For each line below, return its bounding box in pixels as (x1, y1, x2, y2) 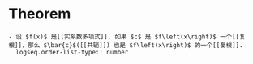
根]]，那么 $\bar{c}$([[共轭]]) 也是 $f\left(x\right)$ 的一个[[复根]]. (8, 41, 243, 49)
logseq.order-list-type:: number (15, 48, 129, 56)
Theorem (8, 5, 71, 23)
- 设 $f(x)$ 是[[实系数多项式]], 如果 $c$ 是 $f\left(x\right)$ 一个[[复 (8, 33, 246, 41)
